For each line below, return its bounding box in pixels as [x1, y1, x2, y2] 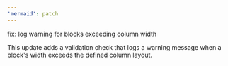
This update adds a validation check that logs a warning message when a [7, 43, 222, 51]
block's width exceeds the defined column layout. [7, 51, 153, 59]
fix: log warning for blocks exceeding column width [7, 29, 157, 38]
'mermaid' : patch [7, 10, 59, 18]
